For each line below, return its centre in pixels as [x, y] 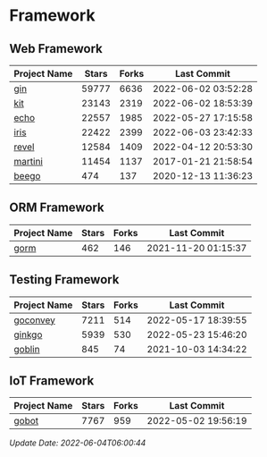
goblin [27, 349]
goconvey [35, 320]
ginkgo [28, 334]
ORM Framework [57, 208]
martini [28, 161]
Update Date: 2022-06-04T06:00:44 [78, 443]
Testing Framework [64, 279]
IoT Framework [52, 381]
